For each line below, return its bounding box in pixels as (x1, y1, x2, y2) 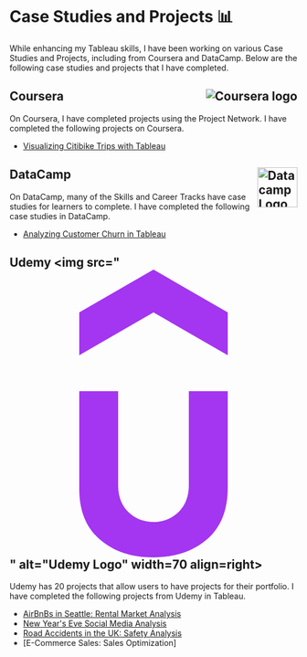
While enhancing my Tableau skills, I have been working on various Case (9, 42, 283, 54)
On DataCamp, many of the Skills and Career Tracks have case (9, 191, 247, 202)
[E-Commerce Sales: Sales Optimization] (22, 638, 176, 649)
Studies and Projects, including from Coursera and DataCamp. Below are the (9, 52, 298, 63)
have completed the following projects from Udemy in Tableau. (9, 590, 247, 602)
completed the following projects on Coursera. (9, 122, 185, 133)
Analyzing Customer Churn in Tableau (22, 228, 166, 239)
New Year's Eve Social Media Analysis (22, 618, 167, 630)
